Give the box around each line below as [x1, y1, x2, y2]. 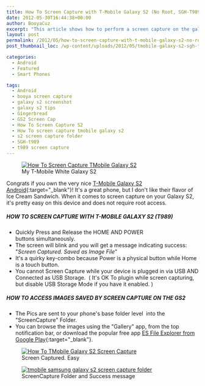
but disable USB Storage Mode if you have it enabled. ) [15, 280, 154, 288]
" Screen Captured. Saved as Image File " [15, 248, 118, 255]
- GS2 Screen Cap [12, 116, 56, 122]
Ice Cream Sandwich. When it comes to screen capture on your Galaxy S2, [6, 192, 194, 200]
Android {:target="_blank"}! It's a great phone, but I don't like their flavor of [6, 186, 193, 193]
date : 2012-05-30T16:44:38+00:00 [6, 15, 92, 21]
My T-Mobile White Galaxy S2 [21, 167, 96, 175]
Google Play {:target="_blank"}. [15, 335, 93, 343]
